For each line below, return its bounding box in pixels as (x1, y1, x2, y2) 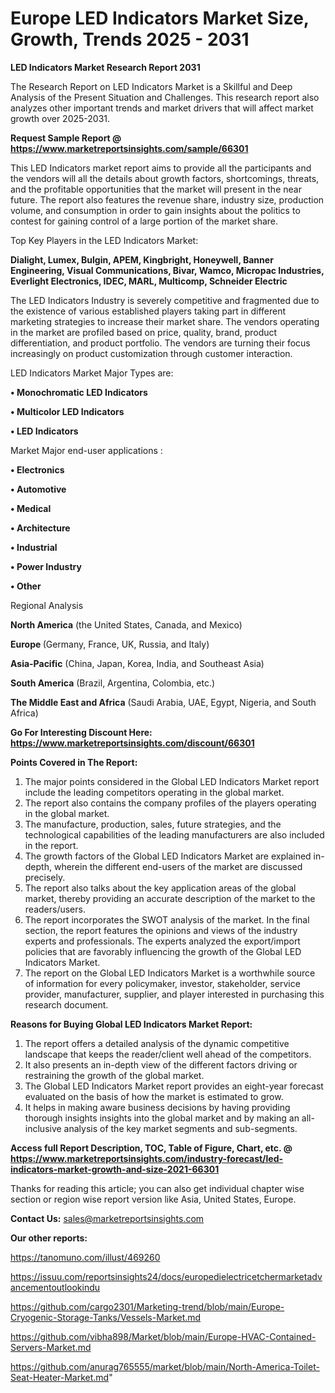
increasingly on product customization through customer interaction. (10, 347, 293, 359)
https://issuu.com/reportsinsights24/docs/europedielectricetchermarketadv (10, 1270, 323, 1282)
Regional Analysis (10, 599, 84, 611)
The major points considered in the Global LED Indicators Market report (24, 775, 320, 787)
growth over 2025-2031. (10, 112, 111, 124)
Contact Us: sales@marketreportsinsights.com (10, 1212, 205, 1224)
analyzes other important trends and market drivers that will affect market (10, 102, 314, 114)
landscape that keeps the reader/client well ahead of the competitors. (24, 1048, 312, 1060)
